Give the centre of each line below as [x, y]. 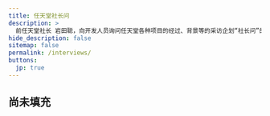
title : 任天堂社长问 [39, 16]
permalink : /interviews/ [50, 53]
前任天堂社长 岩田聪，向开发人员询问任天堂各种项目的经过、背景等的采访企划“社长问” [137, 30]
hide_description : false [50, 38]
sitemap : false [34, 46]
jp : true [30, 68]
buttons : [23, 61]
